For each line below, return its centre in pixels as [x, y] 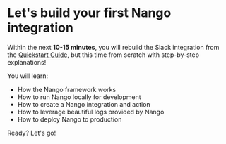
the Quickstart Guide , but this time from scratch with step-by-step [103, 55]
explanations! [27, 62]
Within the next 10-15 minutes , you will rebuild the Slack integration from [113, 47]
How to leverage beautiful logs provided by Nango [91, 112]
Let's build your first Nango [89, 13]
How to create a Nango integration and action [84, 104]
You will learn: [28, 76]
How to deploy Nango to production [70, 119]
